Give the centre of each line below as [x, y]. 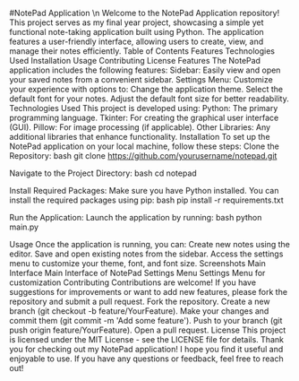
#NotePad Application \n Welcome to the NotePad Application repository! [145, 13]
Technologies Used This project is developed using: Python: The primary [144, 108]
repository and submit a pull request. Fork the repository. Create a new [140, 301]
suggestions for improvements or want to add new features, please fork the [149, 292]
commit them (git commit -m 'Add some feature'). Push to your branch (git [146, 320]
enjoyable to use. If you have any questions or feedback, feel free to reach [146, 359]
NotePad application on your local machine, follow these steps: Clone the [144, 146]
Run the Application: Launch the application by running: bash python [136, 217]
